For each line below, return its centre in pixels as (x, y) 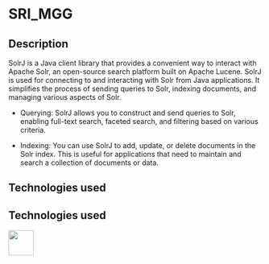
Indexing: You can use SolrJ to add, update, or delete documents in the (138, 145)
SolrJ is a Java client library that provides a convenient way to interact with (132, 63)
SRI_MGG (41, 14)
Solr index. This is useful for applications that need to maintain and (130, 154)
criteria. (33, 130)
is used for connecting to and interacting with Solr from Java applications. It (134, 80)
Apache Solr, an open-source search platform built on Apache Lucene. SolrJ (135, 72)
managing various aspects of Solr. (65, 97)
